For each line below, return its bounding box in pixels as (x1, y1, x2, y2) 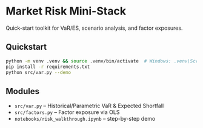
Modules (5, 86, 40, 96)
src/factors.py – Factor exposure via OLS (14, 109, 120, 116)
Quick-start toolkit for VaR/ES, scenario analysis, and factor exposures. (5, 24, 183, 32)
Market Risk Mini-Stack (5, 4, 127, 18)
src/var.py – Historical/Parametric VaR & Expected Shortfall (14, 102, 164, 110)
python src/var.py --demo (5, 69, 71, 75)
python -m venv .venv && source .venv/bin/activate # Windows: (5, 58, 171, 64)
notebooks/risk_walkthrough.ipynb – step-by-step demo (14, 115, 156, 123)
